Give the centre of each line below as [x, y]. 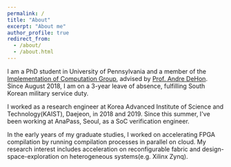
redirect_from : [29, 39]
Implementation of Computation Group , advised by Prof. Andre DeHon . [108, 78]
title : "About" [29, 20]
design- [213, 149]
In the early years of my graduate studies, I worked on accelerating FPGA [111, 134]
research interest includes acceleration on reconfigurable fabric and [104, 149]
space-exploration [33, 156]
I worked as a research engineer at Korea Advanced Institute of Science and [115, 107]
